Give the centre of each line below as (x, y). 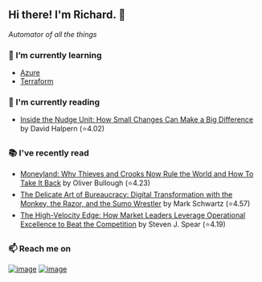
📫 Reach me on (39, 248)
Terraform (37, 81)
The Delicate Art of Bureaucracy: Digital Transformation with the (126, 194)
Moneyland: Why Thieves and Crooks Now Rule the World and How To (137, 173)
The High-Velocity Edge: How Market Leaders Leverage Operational (133, 215)
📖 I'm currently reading (54, 102)
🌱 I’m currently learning (55, 55)
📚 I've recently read (49, 153)
